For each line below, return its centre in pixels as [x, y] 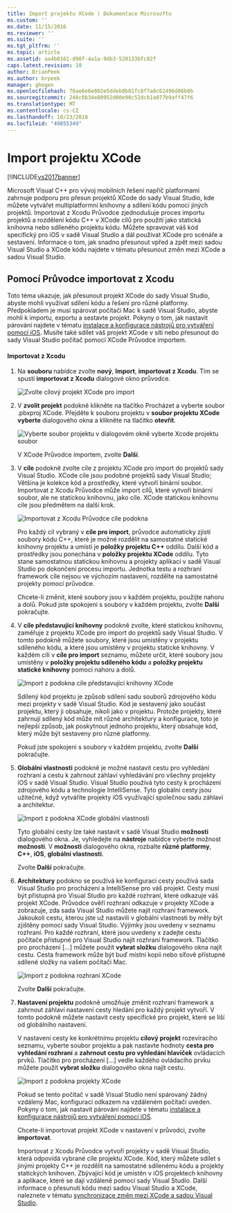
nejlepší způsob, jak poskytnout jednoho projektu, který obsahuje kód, [117, 726]
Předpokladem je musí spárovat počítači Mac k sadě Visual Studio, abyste [113, 311]
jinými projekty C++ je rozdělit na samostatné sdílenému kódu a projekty [120, 1166]
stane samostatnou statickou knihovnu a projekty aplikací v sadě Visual [119, 562]
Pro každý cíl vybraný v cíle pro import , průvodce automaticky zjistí [114, 532]
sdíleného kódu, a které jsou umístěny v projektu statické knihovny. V [116, 648]
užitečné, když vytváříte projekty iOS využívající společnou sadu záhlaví [120, 797]
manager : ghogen [30, 85]
